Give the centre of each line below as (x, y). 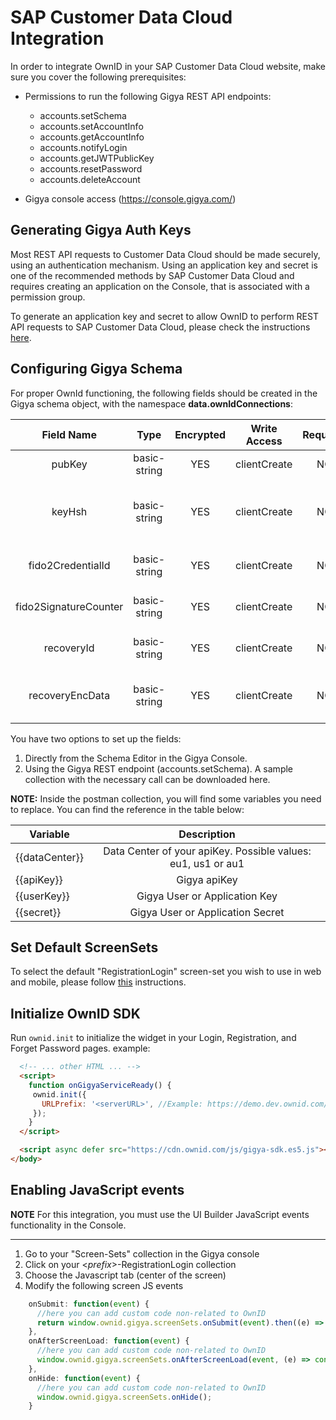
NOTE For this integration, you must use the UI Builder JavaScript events (160, 1214)
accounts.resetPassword (91, 168)
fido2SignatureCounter (69, 606)
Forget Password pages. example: (80, 1048)
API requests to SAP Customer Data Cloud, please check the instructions (160, 327)
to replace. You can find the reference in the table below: (127, 809)
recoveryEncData (69, 695)
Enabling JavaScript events (97, 1190)
